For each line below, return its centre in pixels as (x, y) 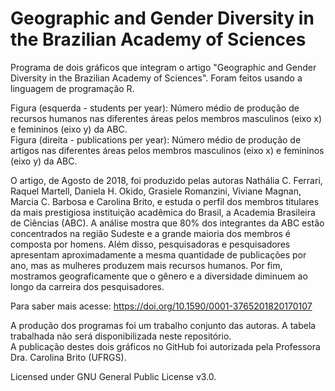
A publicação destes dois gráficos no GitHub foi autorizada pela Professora (165, 346)
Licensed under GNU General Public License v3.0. (113, 376)
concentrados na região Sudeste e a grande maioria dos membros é (151, 233)
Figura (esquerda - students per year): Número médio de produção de (155, 108)
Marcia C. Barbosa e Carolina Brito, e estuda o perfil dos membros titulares (165, 201)
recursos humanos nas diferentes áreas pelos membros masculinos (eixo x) (166, 118)
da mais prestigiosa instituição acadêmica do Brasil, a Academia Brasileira (163, 212)
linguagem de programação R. (72, 88)
